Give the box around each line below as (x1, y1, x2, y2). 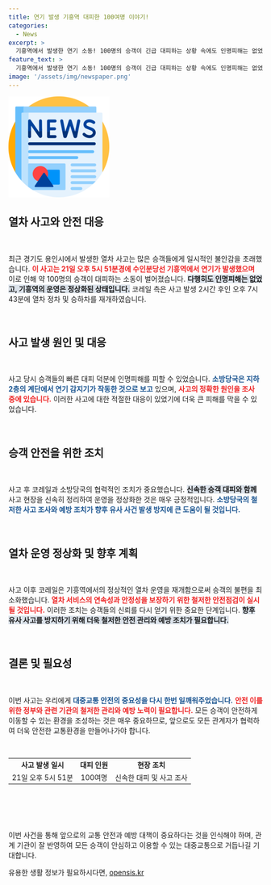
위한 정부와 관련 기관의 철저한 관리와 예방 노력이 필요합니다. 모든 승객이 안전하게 (8, 705, 258, 715)
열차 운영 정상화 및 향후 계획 (8, 546, 139, 560)
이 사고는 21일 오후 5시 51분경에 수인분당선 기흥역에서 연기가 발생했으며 (31, 263, 256, 274)
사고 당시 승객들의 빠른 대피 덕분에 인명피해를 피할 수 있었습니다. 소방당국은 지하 (8, 374, 260, 384)
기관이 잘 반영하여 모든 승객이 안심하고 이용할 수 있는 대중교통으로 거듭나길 (16, 841, 252, 850)
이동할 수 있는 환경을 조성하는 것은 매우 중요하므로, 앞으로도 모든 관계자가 (8, 715, 239, 725)
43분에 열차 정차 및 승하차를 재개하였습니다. (8, 294, 147, 304)
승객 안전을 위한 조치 (8, 446, 104, 459)
